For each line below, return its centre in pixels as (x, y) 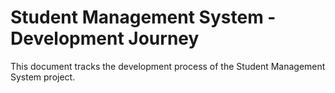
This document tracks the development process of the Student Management (168, 66)
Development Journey (105, 38)
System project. (43, 77)
